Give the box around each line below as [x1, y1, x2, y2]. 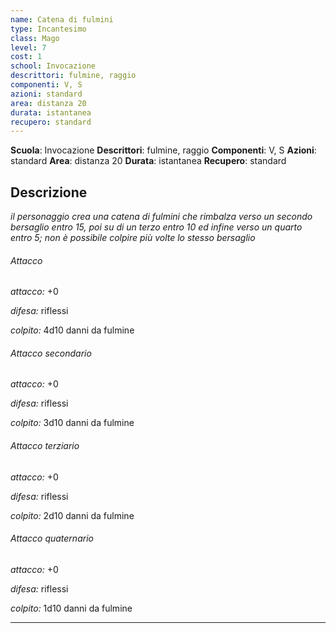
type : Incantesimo [10, 24, 87, 34]
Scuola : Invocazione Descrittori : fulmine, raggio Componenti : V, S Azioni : [10, 144, 317, 156]
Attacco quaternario [10, 532, 94, 545]
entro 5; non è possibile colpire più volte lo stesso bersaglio [10, 232, 256, 244]
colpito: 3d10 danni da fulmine [10, 417, 135, 429]
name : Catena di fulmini [10, 14, 114, 25]
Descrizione [10, 184, 88, 201]
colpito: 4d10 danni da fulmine [10, 324, 135, 336]
